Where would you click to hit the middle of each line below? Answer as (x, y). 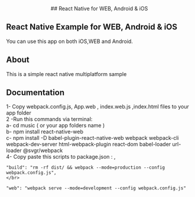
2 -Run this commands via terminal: (49, 119)
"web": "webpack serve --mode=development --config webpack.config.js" (96, 188)
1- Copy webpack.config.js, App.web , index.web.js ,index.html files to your (97, 107)
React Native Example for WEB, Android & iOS (92, 27)
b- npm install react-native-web (45, 132)
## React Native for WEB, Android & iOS (99, 9)
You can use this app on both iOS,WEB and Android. (69, 41)
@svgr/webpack (43, 150)
